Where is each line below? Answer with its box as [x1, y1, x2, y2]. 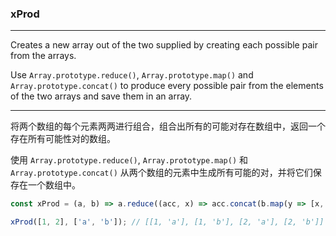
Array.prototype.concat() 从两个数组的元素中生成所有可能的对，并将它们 [10, 167, 313, 179]
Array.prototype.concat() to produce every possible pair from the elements [10, 80, 324, 92]
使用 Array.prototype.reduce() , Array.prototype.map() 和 [10, 154, 249, 166]
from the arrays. [10, 50, 77, 62]
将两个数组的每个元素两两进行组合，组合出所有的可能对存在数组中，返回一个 [10, 120, 326, 132]
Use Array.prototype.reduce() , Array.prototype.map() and [10, 69, 254, 81]
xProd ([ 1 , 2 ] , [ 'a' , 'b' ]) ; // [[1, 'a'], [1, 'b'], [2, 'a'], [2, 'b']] [10, 217, 325, 227]
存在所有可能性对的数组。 [10, 133, 116, 145]
